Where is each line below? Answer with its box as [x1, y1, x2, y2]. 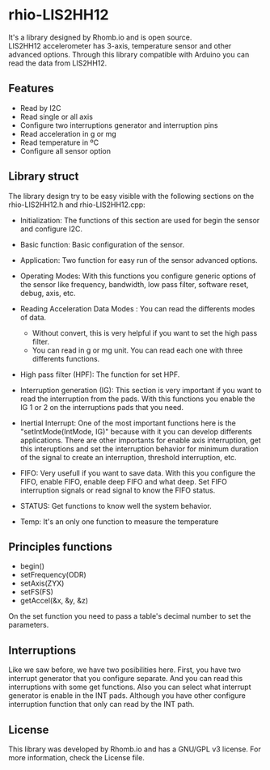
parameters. [8, 620, 49, 630]
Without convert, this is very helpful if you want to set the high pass [32, 328, 258, 337]
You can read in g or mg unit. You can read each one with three [32, 345, 243, 355]
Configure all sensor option [19, 146, 112, 155]
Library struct [8, 170, 79, 184]
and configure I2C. [19, 224, 83, 234]
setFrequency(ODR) [19, 570, 86, 580]
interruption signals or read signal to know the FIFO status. [19, 485, 216, 495]
